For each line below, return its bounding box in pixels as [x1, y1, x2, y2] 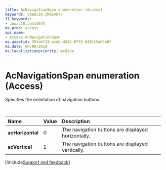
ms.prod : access [5, 26, 39, 31]
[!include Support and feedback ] [5, 159, 70, 166]
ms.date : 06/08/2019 [5, 44, 48, 49]
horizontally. [61, 132, 90, 139]
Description [61, 118, 90, 125]
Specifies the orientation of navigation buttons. [5, 97, 101, 103]
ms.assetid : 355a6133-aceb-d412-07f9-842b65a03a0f [5, 40, 112, 44]
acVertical [7, 144, 32, 151]
